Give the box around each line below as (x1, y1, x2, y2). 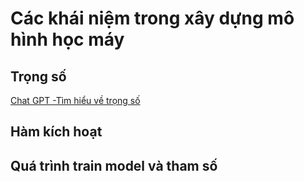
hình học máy (10, 28, 125, 51)
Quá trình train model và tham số (10, 157, 218, 174)
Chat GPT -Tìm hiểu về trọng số (10, 95, 141, 106)
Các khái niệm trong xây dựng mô (10, 7, 295, 30)
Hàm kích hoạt (10, 123, 103, 141)
